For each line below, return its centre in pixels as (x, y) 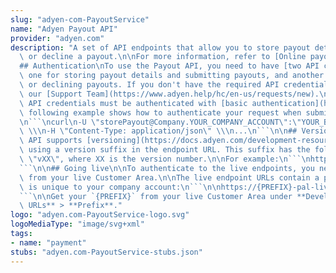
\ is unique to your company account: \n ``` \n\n (120, 187)
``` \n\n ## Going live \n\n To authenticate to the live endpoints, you (167, 168)
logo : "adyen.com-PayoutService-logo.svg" (100, 215)
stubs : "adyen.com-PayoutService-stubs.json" (106, 252)
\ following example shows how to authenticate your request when (160, 112)
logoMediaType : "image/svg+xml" (77, 224)
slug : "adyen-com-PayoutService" (80, 19)
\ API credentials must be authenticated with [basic (133, 103)
